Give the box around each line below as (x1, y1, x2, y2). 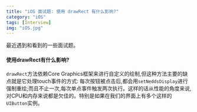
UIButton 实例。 (6, 100, 43, 107)
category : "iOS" (6, 14, 46, 20)
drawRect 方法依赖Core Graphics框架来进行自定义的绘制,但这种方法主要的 (6, 70, 183, 77)
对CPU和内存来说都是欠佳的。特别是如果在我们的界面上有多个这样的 (6, 92, 172, 100)
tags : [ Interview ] (6, 19, 51, 25)
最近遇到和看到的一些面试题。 (6, 42, 78, 49)
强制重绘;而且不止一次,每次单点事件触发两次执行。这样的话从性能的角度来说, (6, 85, 192, 92)
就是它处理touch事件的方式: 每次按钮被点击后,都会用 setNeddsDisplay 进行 (11, 77, 188, 85)
